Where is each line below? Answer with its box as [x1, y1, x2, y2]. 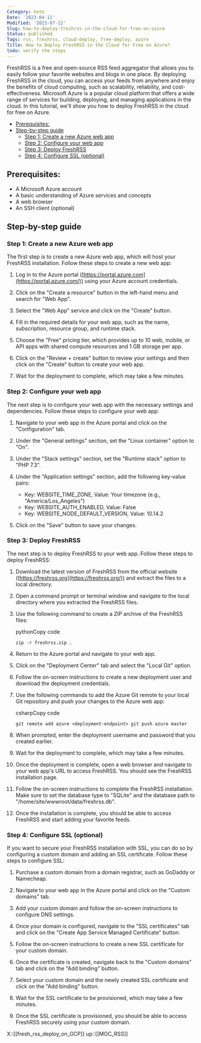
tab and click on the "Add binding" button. [15, 965, 119, 972]
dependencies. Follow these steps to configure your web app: [7, 408, 159, 415]
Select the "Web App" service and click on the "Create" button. [15, 307, 172, 314]
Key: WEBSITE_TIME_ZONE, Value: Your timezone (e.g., [24, 491, 161, 498]
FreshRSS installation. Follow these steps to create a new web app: [7, 260, 172, 267]
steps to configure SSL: [7, 857, 65, 865]
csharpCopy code [15, 709, 60, 716]
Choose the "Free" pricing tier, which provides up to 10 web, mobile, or [15, 336, 190, 344]
